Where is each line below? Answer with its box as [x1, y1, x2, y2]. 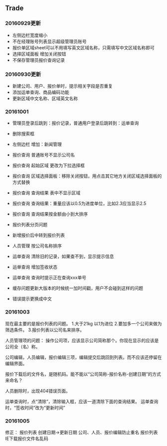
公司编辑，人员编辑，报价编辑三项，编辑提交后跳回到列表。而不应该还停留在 [5, 354, 162, 360]
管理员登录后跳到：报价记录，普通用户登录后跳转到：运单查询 [12, 120, 139, 126]
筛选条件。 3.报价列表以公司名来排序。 [5, 326, 84, 333]
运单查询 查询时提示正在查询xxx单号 [12, 275, 86, 281]
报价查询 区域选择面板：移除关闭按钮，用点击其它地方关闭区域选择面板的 [12, 173, 162, 179]
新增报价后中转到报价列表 [12, 232, 65, 238]
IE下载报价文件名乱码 [5, 436, 49, 442]
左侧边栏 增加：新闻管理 [12, 142, 62, 148]
